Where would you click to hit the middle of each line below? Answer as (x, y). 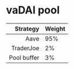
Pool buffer (24, 57)
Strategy (27, 29)
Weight (55, 29)
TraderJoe (25, 48)
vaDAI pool (33, 10)
